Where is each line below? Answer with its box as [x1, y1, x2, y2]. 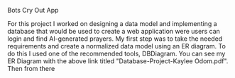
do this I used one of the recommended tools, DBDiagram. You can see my [7, 49, 226, 58]
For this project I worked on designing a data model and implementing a [7, 20, 218, 27]
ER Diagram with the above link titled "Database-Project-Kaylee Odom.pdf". [7, 57, 229, 65]
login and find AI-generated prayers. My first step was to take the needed [7, 34, 223, 43]
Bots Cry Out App [7, 6, 59, 14]
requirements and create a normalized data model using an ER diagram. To [7, 42, 226, 50]
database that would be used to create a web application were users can [7, 27, 220, 35]
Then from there [7, 65, 55, 72]
